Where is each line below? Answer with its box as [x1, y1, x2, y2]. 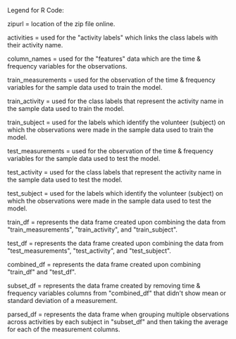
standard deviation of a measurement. [7, 297, 118, 304]
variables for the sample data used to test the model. [7, 155, 161, 162]
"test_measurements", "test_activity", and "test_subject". [7, 246, 171, 255]
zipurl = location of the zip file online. [7, 20, 116, 28]
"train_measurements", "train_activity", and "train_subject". [7, 225, 178, 234]
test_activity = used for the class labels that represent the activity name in [7, 168, 222, 176]
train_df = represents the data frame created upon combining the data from [7, 218, 226, 226]
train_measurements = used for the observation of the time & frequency [7, 76, 216, 84]
